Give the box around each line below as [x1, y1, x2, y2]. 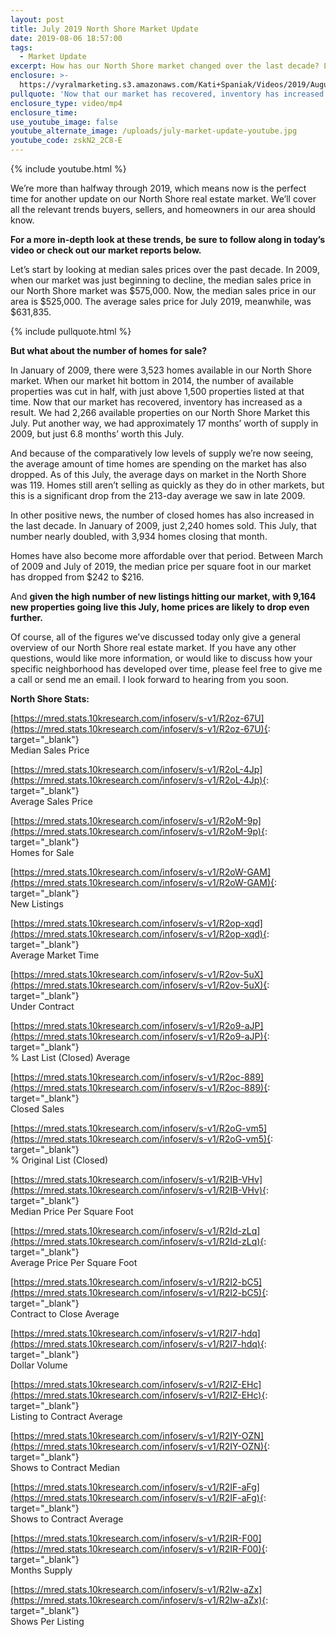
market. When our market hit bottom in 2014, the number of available [10, 375, 294, 386]
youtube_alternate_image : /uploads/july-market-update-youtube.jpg [10, 126, 298, 136]
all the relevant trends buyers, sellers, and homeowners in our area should [10, 204, 316, 215]
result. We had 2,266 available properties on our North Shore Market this [10, 407, 311, 418]
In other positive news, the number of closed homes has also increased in [10, 509, 315, 521]
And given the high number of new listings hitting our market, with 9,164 [10, 591, 317, 602]
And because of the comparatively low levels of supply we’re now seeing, [10, 447, 314, 459]
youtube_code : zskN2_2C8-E [10, 136, 123, 146]
